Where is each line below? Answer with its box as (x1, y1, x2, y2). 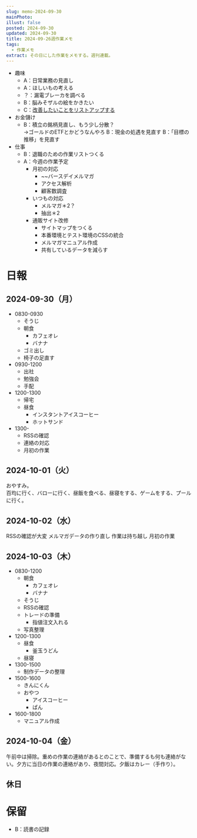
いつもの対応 (32, 194, 64, 202)
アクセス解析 (41, 180, 72, 187)
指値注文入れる (32, 619, 69, 626)
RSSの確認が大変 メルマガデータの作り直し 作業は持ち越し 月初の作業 (6, 533, 175, 540)
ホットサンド (32, 418, 64, 425)
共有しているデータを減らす (41, 246, 108, 253)
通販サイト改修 (32, 216, 69, 224)
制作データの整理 (23, 668, 65, 675)
